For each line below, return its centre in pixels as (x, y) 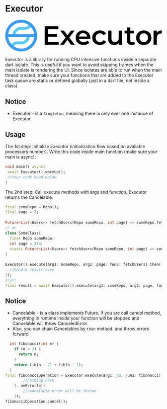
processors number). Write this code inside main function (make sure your (81, 152)
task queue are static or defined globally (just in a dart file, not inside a (78, 81)
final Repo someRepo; (32, 238)
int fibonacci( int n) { (34, 344)
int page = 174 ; (26, 244)
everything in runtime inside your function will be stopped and (76, 318)
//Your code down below (32, 177)
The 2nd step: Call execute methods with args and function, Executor (76, 192)
